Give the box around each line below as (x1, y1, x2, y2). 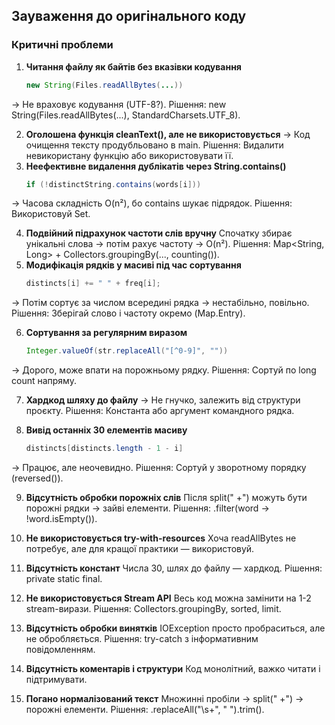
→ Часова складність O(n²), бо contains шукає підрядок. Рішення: (11, 197, 293, 209)
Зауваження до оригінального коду (11, 8, 247, 25)
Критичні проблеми (11, 38, 114, 52)
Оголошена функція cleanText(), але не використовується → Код (25, 128, 311, 140)
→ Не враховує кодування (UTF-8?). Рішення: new (11, 98, 227, 110)
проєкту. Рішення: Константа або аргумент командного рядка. (25, 405, 295, 417)
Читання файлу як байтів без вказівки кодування (25, 60, 242, 73)
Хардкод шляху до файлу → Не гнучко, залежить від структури (25, 394, 301, 406)
